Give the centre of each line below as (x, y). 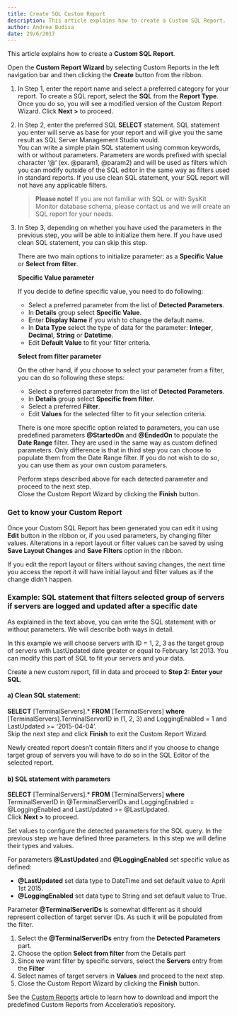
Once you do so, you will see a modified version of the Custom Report (120, 104)
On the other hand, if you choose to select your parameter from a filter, (121, 370)
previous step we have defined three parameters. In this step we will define (117, 838)
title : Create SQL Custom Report (57, 14)
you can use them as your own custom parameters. (92, 465)
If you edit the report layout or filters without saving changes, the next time (116, 564)
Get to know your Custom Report (65, 513)
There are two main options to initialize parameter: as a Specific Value (120, 256)
